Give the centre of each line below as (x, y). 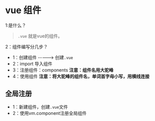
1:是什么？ (16, 25)
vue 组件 (23, 10)
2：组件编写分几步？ (27, 46)
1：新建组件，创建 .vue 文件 (40, 107)
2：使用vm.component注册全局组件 (49, 113)
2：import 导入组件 (32, 64)
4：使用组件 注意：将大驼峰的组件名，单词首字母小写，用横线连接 (81, 76)
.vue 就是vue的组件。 (40, 36)
